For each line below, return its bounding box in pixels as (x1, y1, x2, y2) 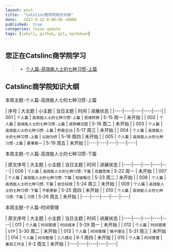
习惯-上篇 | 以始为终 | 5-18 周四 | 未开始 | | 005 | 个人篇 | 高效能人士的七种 (20, 133, 164, 140)
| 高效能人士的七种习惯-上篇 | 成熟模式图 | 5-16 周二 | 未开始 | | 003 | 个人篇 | (14, 121, 163, 127)
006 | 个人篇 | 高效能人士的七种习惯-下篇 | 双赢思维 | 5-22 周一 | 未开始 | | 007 (15, 168, 167, 174)
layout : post (5, 7, 33, 13)
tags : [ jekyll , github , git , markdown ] (5, 31, 91, 36)
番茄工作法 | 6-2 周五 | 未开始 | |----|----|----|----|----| (5, 241, 118, 247)
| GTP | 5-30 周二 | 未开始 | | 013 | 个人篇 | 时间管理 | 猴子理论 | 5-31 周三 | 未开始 (5, 228, 166, 234)
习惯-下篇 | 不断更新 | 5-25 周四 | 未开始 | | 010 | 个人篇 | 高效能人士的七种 (20, 187, 163, 193)
